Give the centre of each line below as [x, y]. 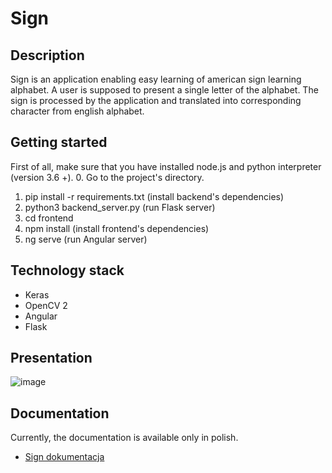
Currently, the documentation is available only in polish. [124, 438]
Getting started [59, 142]
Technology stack [67, 270]
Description [47, 55]
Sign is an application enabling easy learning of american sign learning [156, 79]
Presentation [51, 358]
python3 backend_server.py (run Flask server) [120, 207]
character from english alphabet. [77, 111]
